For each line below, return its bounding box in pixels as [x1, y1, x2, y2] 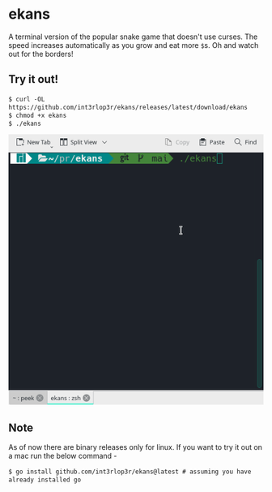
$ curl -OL [8, 95, 45, 103]
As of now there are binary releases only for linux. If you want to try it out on [8, 442, 263, 452]
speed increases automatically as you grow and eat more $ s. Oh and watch [8, 40, 259, 50]
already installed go [8, 476, 82, 484]
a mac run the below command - [8, 451, 117, 461]
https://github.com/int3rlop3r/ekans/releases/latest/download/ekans [8, 103, 249, 111]
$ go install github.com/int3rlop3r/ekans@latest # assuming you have [8, 468, 252, 476]
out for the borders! [8, 49, 74, 58]
